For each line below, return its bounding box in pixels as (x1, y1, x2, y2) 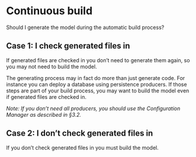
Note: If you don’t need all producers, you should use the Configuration (6, 105, 181, 112)
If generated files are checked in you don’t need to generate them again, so (6, 56, 191, 63)
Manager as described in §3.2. (6, 111, 82, 118)
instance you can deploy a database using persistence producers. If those (6, 81, 188, 88)
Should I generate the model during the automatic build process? (6, 24, 165, 31)
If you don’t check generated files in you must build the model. (6, 144, 159, 151)
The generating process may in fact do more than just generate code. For (6, 74, 185, 81)
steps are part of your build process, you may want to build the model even (6, 87, 189, 94)
